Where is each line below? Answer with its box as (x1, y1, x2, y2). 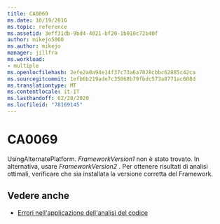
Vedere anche (7, 190, 70, 202)
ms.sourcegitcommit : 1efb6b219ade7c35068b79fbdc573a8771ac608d (7, 75, 196, 83)
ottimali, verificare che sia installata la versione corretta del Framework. (7, 169, 214, 178)
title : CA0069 (7, 10, 49, 17)
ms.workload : (7, 56, 46, 63)
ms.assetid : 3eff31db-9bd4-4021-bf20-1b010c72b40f (7, 29, 158, 37)
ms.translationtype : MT (7, 82, 77, 89)
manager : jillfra (7, 50, 58, 57)
